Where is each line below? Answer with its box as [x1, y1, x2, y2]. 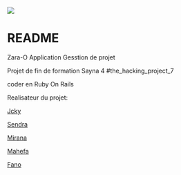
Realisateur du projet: [7, 93, 68, 102]
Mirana [7, 133, 28, 142]
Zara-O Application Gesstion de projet [7, 53, 115, 62]
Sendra [7, 120, 28, 128]
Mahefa [7, 147, 29, 155]
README [7, 30, 59, 46]
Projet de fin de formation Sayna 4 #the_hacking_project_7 [7, 66, 174, 75]
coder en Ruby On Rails [7, 80, 74, 88]
